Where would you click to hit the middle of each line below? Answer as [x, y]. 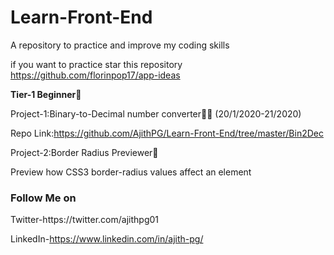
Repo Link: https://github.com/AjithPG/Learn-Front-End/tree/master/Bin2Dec [167, 133]
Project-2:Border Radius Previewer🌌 [84, 152]
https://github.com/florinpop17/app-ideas [95, 75]
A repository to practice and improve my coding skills [120, 45]
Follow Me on [43, 198]
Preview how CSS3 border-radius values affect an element [131, 172]
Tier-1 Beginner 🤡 [46, 94]
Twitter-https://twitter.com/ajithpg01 [85, 220]
